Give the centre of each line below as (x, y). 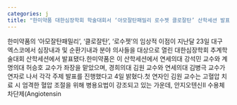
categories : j (28, 14)
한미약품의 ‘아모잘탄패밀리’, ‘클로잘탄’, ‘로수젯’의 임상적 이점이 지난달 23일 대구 (115, 41)
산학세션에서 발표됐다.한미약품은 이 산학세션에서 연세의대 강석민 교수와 (123, 58)
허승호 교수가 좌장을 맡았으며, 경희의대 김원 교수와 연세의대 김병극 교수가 (126, 67)
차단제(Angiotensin (34, 93)
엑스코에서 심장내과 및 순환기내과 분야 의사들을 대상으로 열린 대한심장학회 (108, 50)
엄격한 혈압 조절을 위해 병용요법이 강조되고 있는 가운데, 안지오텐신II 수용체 (123, 85)
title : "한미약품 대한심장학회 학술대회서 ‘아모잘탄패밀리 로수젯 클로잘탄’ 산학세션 (112, 20)
